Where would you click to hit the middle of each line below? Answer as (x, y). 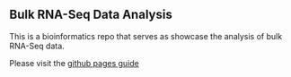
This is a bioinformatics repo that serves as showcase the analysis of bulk (146, 36)
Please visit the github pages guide (74, 63)
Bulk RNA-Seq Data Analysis (91, 15)
